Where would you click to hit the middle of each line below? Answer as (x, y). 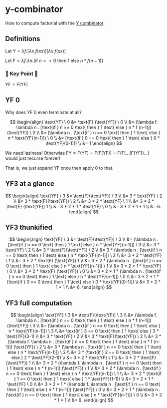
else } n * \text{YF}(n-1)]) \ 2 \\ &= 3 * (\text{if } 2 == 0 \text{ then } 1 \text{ (84, 352)
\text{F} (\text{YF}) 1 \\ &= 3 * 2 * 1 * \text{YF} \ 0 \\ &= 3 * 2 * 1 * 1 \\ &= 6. (84, 206)
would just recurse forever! (33, 158)
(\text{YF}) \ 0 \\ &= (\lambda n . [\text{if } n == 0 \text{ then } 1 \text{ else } (84, 132)
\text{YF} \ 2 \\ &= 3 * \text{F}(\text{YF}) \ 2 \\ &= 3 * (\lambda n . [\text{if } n (84, 250)
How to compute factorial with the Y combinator (54, 23)
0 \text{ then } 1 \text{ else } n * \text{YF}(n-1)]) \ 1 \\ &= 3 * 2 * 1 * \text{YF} (84, 266)
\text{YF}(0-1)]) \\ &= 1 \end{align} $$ (84, 143)
